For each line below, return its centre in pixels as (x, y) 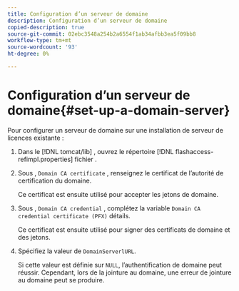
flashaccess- (194, 151)
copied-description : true (46, 27)
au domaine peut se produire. (61, 280)
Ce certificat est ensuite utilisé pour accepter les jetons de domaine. (118, 194)
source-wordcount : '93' (43, 47)
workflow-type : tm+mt (40, 41)
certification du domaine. (55, 180)
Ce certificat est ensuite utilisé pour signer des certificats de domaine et (124, 230)
